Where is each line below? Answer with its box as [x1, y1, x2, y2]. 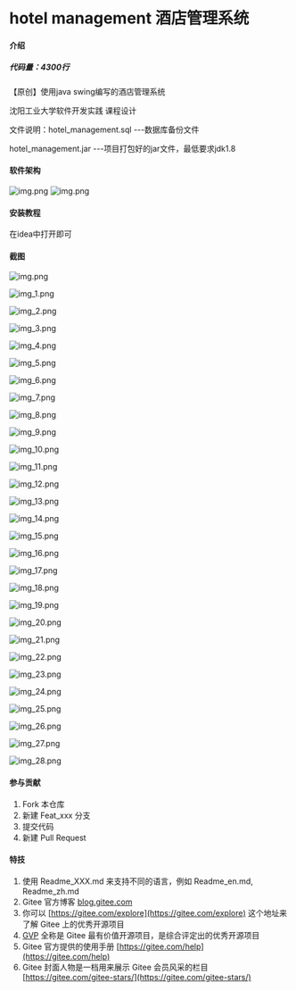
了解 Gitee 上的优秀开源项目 [21, 919, 125, 929]
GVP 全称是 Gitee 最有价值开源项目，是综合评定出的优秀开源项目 [21, 929, 260, 940]
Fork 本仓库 [21, 798, 65, 809]
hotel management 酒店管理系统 [9, 8, 250, 29]
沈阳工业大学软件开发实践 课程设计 [9, 104, 136, 116]
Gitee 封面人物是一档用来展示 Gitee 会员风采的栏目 [21, 962, 209, 972]
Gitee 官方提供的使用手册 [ [21, 941, 120, 952]
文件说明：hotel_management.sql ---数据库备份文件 [9, 124, 200, 135]
